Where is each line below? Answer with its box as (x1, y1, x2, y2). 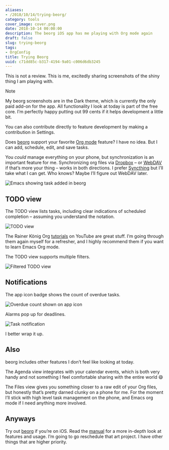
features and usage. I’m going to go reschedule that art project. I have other (5, 433, 163, 439)
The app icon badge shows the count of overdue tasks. (5, 291, 120, 297)
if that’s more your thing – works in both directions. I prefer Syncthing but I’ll (5, 165, 163, 171)
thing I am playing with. (5, 78, 54, 84)
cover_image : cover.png (5, 21, 56, 27)
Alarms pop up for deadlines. (5, 311, 66, 317)
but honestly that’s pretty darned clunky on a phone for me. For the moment (5, 389, 163, 395)
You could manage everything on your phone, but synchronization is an (5, 154, 154, 160)
